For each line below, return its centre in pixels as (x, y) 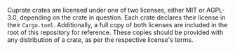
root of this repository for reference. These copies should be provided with (115, 32)
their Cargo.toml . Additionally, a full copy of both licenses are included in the (117, 25)
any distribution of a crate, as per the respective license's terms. (100, 40)
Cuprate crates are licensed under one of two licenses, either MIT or (106, 10)
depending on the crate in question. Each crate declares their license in (123, 17)
